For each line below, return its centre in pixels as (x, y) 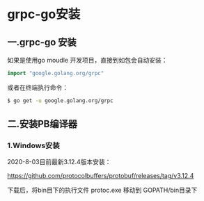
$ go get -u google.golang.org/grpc (60, 100)
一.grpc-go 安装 (42, 42)
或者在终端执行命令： (38, 87)
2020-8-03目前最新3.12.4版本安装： (59, 162)
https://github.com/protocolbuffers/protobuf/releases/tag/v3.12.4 (101, 176)
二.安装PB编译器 (42, 124)
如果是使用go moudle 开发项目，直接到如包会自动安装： (87, 60)
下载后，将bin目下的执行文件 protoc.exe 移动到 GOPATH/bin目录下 (102, 190)
